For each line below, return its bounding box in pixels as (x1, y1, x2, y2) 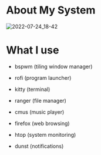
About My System (6, 4, 96, 17)
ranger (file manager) (14, 97, 66, 104)
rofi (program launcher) (14, 74, 72, 81)
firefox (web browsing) (14, 120, 70, 127)
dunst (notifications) (14, 142, 64, 150)
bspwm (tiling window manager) (14, 63, 93, 70)
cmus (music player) (14, 108, 65, 115)
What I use (6, 43, 59, 57)
